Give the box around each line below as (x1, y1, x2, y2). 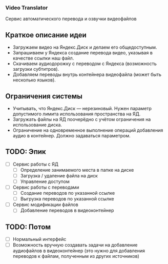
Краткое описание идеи (5, 30, 87, 39)
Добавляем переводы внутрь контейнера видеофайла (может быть (12, 71, 161, 78)
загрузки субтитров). (12, 66, 59, 72)
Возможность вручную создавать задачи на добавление (12, 242, 138, 248)
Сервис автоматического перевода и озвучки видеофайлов (5, 16, 137, 22)
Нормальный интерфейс (12, 236, 67, 242)
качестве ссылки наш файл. (12, 55, 74, 62)
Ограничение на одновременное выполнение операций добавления (12, 127, 163, 133)
